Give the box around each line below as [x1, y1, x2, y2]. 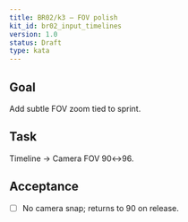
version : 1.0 [9, 30, 58, 38]
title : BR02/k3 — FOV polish [9, 13, 118, 22]
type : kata [9, 47, 50, 55]
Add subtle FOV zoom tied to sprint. [9, 103, 141, 114]
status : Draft [9, 38, 63, 47]
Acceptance [9, 179, 79, 194]
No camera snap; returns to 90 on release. [21, 202, 179, 213]
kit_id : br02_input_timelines [9, 21, 123, 30]
